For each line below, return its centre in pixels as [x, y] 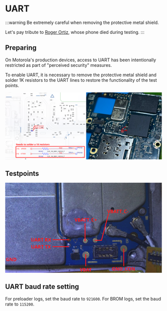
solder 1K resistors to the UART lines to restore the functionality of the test [81, 80]
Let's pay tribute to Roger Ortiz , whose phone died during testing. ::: [75, 32]
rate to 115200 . [20, 304]
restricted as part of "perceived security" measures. [58, 65]
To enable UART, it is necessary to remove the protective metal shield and [81, 75]
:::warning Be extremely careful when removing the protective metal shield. [82, 22]
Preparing [21, 48]
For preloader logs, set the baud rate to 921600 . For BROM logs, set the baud [83, 299]
